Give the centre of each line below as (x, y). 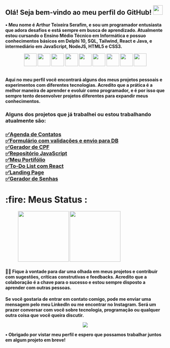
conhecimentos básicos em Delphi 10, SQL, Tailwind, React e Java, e (79, 41)
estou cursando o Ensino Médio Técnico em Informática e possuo (76, 36)
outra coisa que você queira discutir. (45, 315)
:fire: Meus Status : (46, 200)
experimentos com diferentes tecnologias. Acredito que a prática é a (79, 85)
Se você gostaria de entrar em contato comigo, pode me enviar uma (78, 299)
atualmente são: (26, 121)
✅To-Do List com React (35, 166)
